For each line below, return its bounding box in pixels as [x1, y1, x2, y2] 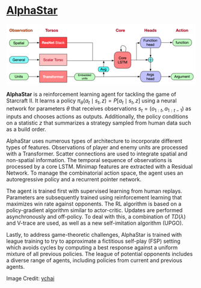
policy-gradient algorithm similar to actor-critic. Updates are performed [6, 206, 183, 214]
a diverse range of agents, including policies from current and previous [6, 257, 182, 264]
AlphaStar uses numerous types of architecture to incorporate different [6, 137, 182, 145]
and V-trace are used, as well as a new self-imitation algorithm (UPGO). [6, 219, 184, 227]
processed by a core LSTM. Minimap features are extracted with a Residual [6, 163, 193, 170]
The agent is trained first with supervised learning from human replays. [6, 187, 182, 195]
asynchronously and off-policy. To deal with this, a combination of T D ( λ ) [6, 213, 186, 220]
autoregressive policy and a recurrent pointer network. [6, 175, 141, 183]
